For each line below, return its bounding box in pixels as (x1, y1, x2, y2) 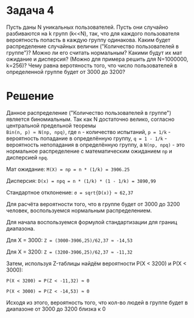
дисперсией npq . (6, 154, 49, 161)
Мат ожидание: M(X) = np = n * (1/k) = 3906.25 (6, 165, 130, 173)
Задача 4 (6, 4, 54, 17)
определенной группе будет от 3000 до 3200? (6, 68, 126, 75)
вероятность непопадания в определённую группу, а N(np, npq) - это (6, 141, 185, 148)
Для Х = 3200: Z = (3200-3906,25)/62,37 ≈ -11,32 (6, 248, 133, 255)
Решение (6, 90, 54, 103)
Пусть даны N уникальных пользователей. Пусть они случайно (6, 23, 169, 31)
